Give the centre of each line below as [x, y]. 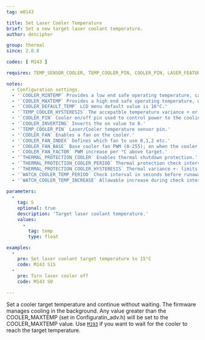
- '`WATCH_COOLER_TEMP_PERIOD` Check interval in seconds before [97, 174]
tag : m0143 [20, 12]
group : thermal [26, 45]
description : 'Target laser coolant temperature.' [83, 214]
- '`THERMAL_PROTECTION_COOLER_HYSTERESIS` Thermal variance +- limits [105, 169]
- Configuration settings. [46, 90]
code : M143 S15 [37, 265]
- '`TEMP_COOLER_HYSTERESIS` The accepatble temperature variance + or [105, 112]
